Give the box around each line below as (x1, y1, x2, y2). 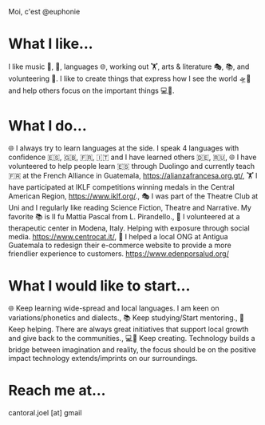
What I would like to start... (8, 277, 191, 295)
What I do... (8, 117, 87, 135)
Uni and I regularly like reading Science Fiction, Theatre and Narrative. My (8, 202, 251, 212)
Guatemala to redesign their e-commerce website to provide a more (8, 240, 231, 250)
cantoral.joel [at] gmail (8, 407, 82, 417)
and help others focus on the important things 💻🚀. (8, 86, 175, 95)
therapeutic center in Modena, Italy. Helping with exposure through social (8, 223, 250, 233)
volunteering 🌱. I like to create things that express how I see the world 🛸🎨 (8, 74, 251, 83)
